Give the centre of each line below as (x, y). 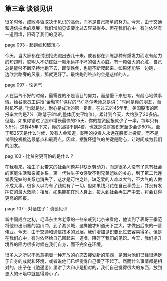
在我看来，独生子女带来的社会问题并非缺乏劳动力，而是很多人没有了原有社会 (83, 167)
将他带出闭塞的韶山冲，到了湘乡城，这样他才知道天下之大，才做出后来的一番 (83, 225)
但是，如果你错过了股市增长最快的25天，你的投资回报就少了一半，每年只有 (82, 120)
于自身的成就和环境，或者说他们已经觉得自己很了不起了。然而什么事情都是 (81, 261)
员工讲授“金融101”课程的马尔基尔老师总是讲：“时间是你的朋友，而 (94, 102)
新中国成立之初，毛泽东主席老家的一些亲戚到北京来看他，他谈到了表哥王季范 (83, 219)
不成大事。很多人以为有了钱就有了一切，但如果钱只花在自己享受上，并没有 (81, 185)
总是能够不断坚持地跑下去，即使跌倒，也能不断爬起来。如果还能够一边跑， (81, 68)
